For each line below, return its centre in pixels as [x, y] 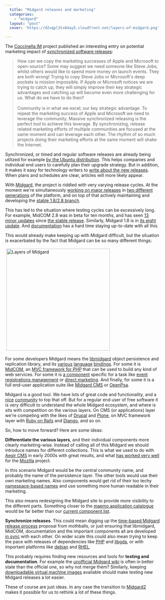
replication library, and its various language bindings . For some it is [73, 364]
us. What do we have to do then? [50, 98]
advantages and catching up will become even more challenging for [86, 93]
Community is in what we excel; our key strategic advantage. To [82, 108]
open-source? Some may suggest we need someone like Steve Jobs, [87, 67]
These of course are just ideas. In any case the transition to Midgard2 [76, 587]
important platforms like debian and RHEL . [48, 547]
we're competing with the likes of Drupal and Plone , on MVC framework [78, 416]
